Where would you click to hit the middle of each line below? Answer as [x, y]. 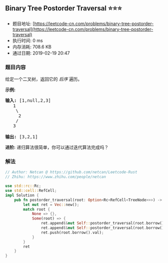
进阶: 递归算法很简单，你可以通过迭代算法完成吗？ [57, 147]
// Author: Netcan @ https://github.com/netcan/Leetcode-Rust [71, 172]
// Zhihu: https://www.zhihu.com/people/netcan [56, 177]
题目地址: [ [23, 24]
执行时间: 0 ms [28, 40]
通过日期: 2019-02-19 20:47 [41, 53]
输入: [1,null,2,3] [28, 101]
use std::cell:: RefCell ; [31, 191]
